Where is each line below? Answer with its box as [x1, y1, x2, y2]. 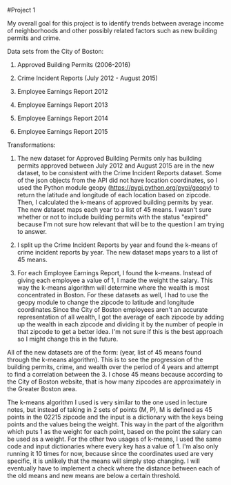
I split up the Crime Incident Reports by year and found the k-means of [17, 241, 219, 249]
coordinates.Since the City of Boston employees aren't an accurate [17, 306, 208, 313]
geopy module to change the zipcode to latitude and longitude [17, 298, 194, 306]
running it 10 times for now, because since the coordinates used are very [7, 450, 214, 457]
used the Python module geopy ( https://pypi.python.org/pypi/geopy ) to [17, 184, 219, 192]
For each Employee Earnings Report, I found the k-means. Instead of [17, 269, 212, 277]
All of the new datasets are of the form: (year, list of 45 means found [7, 348, 202, 356]
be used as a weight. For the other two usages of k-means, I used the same [7, 435, 222, 443]
